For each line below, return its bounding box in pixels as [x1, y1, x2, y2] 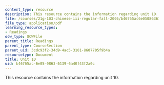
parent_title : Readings [5, 39, 54, 44]
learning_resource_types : [5, 25, 58, 30]
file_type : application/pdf [5, 20, 62, 26]
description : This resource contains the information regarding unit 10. [5, 12, 159, 17]
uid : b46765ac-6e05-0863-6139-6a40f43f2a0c [5, 61, 95, 66]
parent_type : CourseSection [5, 43, 62, 48]
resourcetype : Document [5, 52, 54, 57]
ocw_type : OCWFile [5, 34, 42, 39]
